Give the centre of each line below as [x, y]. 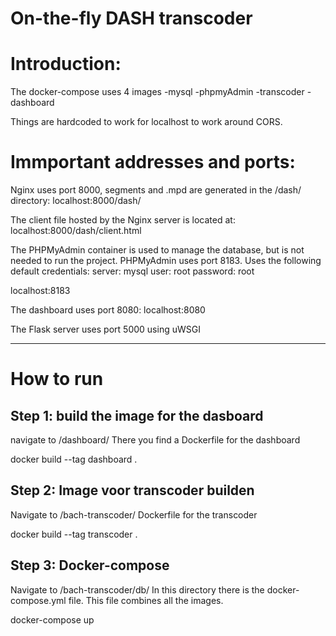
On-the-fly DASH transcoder [131, 18]
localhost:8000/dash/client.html [76, 231]
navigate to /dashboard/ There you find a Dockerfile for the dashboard [155, 440]
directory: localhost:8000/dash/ [76, 201]
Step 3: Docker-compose [90, 565]
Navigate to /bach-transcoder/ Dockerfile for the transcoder [134, 514]
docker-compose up [52, 619]
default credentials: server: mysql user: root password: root [132, 271]
